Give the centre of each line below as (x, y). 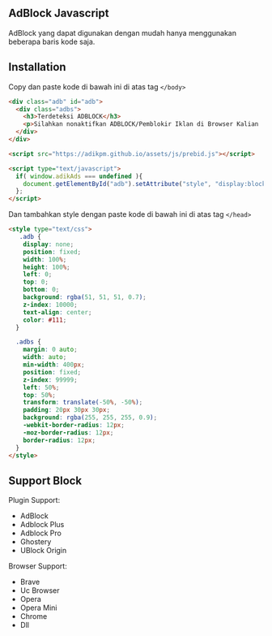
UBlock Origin (43, 551)
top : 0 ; (36, 282)
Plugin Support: (34, 500)
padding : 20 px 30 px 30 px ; (67, 410)
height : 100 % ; (47, 267)
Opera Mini (39, 608)
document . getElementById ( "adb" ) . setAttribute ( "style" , (117, 184)
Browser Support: (38, 566)
